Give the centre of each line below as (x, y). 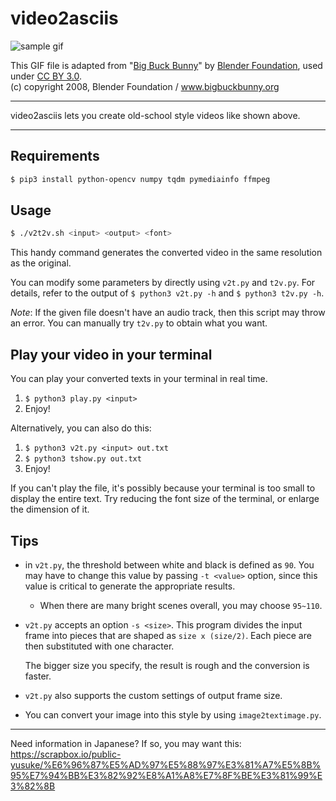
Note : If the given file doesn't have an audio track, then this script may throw (168, 313)
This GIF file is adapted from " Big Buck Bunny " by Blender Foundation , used (166, 65)
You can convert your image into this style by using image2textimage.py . (173, 714)
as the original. (41, 263)
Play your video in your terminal (111, 354)
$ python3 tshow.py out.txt (83, 459)
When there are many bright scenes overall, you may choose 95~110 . (181, 605)
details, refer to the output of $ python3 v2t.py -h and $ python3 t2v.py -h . (167, 293)
